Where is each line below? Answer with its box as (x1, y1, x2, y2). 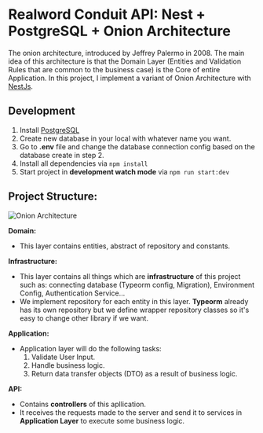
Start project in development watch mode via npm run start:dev (19, 167, 230, 176)
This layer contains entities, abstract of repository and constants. (19, 241, 230, 251)
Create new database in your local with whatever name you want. (19, 134, 232, 143)
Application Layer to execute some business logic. (19, 416, 185, 425)
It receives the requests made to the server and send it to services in (19, 407, 243, 417)
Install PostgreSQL (19, 125, 80, 134)
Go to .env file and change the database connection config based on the (19, 141, 255, 151)
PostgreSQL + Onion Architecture (8, 22, 232, 40)
